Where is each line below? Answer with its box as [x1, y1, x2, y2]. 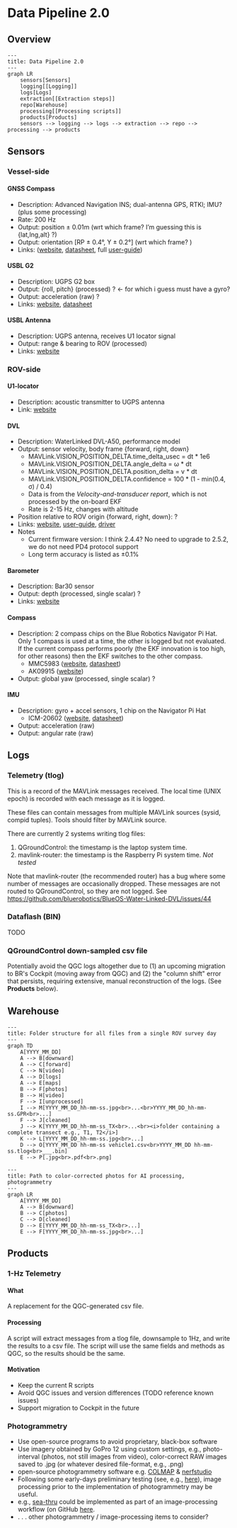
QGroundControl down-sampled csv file [7, 946, 148, 956]
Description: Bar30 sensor [17, 582, 95, 591]
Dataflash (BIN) [7, 912, 62, 922]
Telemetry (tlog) [7, 771, 65, 781]
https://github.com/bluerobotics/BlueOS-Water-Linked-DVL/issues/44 [7, 894, 212, 902]
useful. [17, 1490, 38, 1499]
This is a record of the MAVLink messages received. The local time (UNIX [7, 786, 221, 795]
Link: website [17, 405, 57, 414]
